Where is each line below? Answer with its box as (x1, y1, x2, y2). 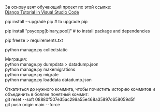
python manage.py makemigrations (5, 66, 76, 72)
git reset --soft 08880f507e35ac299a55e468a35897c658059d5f (5, 96, 135, 102)
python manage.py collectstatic (5, 47, 68, 52)
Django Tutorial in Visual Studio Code (5, 9, 79, 15)
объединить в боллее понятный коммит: (5, 92, 89, 97)
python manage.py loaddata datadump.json (5, 77, 92, 82)
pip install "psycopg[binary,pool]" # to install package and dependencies (5, 28, 150, 33)
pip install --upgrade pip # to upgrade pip (5, 19, 88, 24)
